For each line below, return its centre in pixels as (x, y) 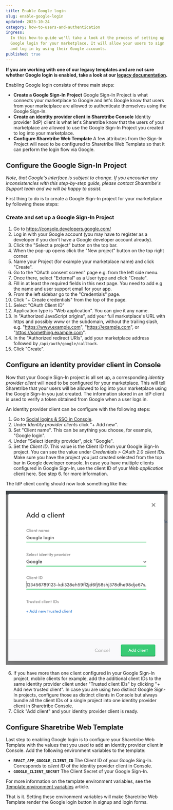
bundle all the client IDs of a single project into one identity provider (85, 700)
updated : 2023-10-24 (28, 22)
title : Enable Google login (36, 11)
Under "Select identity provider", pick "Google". (64, 441)
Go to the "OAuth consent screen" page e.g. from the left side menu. (86, 272)
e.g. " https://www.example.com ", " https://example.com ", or (76, 327)
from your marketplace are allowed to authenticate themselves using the (90, 106)
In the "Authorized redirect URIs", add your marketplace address (81, 338)
